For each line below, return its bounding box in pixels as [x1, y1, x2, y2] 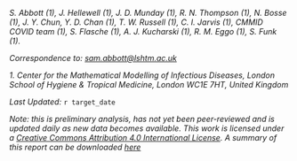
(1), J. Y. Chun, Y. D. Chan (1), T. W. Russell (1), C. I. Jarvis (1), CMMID [9, 17, 264, 27]
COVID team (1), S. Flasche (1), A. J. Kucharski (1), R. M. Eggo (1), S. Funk [9, 27, 277, 36]
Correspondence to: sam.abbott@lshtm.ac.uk [9, 53, 178, 63]
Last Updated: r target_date [9, 96, 116, 107]
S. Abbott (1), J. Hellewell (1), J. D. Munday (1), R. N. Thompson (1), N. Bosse [9, 8, 287, 18]
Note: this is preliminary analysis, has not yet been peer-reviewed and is [9, 114, 276, 124]
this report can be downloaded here [9, 142, 141, 152]
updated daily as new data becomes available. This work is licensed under [9, 123, 285, 134]
